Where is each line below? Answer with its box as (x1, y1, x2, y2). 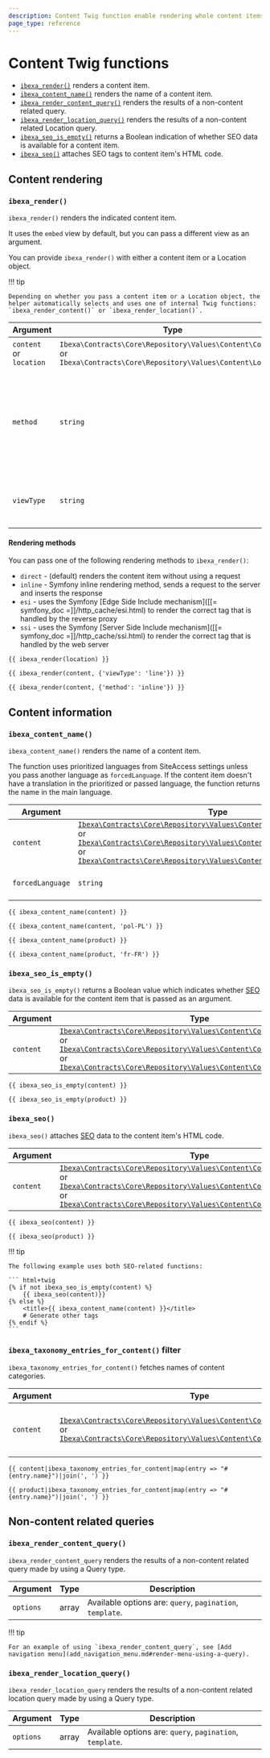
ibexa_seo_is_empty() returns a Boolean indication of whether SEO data (19, 132, 259, 142)
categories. (8, 1371, 46, 1381)
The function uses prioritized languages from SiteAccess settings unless (8, 762, 248, 771)
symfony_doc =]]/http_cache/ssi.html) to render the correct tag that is (19, 631, 252, 641)
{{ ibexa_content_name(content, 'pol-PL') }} (8, 922, 163, 931)
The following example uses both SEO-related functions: (8, 1262, 203, 1270)
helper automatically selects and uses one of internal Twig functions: (8, 300, 257, 308)
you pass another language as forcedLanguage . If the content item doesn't (8, 771, 252, 780)
